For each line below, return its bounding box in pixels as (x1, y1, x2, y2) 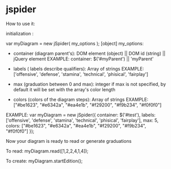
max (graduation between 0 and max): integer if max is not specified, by (13, 81, 166, 87)
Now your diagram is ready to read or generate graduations (6, 138, 132, 144)
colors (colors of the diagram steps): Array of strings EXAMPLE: (13, 96, 148, 102)
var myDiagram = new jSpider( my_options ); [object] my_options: (6, 40, 144, 47)
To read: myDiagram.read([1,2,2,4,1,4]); (6, 147, 89, 154)
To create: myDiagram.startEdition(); (6, 158, 83, 164)
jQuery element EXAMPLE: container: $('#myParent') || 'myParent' (13, 55, 154, 62)
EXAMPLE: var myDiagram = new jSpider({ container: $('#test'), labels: (6, 112, 156, 118)
